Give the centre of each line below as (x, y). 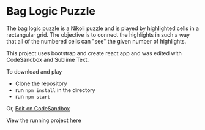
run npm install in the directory (55, 90)
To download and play (34, 71)
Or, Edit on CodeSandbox (38, 108)
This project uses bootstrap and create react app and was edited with (94, 53)
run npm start (32, 96)
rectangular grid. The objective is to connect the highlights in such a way (98, 34)
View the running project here (44, 120)
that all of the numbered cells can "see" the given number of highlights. (96, 41)
